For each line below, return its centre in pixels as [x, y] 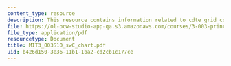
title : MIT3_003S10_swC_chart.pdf [57, 45]
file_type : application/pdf [47, 33]
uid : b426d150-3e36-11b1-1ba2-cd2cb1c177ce [70, 52]
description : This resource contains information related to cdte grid [112, 20]
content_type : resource [41, 13]
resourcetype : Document [41, 39]
